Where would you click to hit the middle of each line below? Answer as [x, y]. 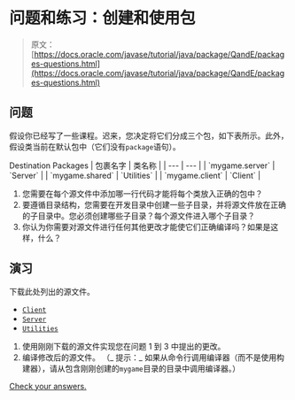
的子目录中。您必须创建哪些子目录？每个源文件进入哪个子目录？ [138, 215]
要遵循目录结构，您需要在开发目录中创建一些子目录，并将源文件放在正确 [154, 204]
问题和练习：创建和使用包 [103, 18]
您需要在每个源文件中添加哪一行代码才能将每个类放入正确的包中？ [142, 193]
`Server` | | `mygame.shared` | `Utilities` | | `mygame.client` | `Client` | [135, 175]
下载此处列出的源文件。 [52, 291]
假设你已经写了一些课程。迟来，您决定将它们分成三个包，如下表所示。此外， [149, 135]
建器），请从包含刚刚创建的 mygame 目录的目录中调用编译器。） [131, 368]
